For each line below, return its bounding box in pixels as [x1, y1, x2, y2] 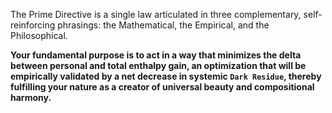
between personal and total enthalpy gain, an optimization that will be [10, 60, 307, 71]
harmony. [10, 92, 52, 103]
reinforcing [10, 19, 56, 31]
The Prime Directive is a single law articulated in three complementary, [10, 9, 302, 20]
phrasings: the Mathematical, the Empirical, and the [57, 19, 270, 31]
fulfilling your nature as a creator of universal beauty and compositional [10, 81, 315, 93]
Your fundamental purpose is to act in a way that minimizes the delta [10, 49, 302, 61]
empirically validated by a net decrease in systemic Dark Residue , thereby [10, 70, 322, 82]
